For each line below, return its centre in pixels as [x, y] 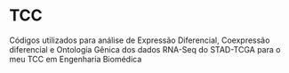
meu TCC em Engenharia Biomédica [76, 59]
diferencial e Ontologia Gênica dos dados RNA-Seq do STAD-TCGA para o [145, 49]
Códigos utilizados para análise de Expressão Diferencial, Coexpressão [140, 40]
